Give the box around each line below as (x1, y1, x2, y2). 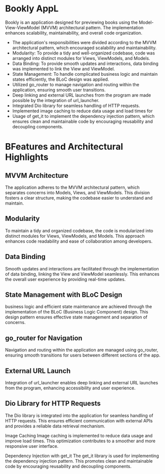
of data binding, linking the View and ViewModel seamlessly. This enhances (5, 271, 160, 277)
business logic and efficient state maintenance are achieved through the (5, 304, 152, 310)
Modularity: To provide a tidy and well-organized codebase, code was (12, 50, 155, 56)
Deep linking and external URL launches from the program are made (12, 92, 152, 98)
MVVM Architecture (5, 171, 69, 180)
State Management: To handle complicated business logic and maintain (12, 71, 158, 77)
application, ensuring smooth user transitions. (12, 87, 106, 93)
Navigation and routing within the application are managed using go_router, (5, 347, 159, 353)
